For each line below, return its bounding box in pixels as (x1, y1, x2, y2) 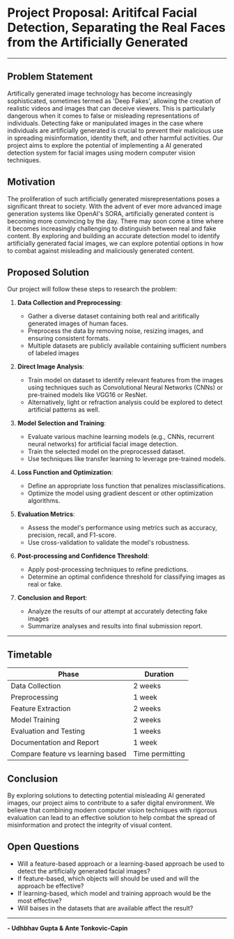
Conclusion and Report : (17, 593, 88, 602)
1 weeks (133, 727, 162, 736)
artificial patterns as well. (27, 405, 100, 414)
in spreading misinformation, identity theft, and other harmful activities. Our (7, 134, 224, 142)
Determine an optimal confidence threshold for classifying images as (27, 573, 226, 581)
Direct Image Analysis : (17, 362, 85, 371)
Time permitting (133, 749, 186, 759)
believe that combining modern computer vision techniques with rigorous (7, 806, 217, 814)
